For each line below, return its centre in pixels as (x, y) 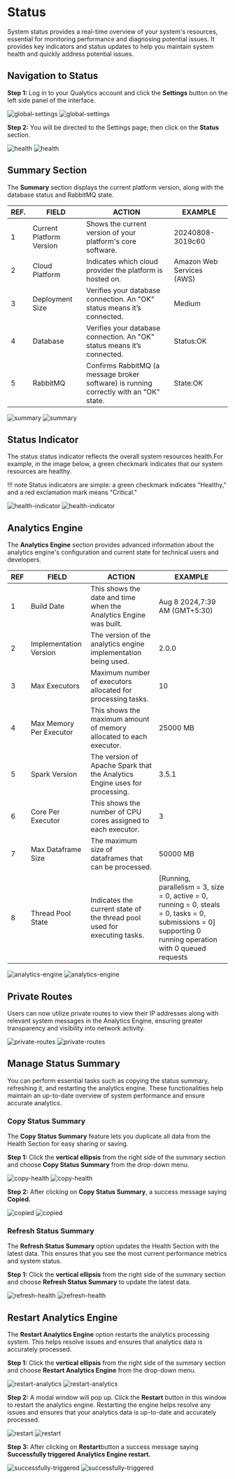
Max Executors (55, 686)
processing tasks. (120, 699)
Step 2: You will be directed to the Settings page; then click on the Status (113, 127)
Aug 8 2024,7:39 (187, 602)
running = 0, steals (189, 905)
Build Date (48, 606)
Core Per (45, 812)
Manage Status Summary (64, 1064)
